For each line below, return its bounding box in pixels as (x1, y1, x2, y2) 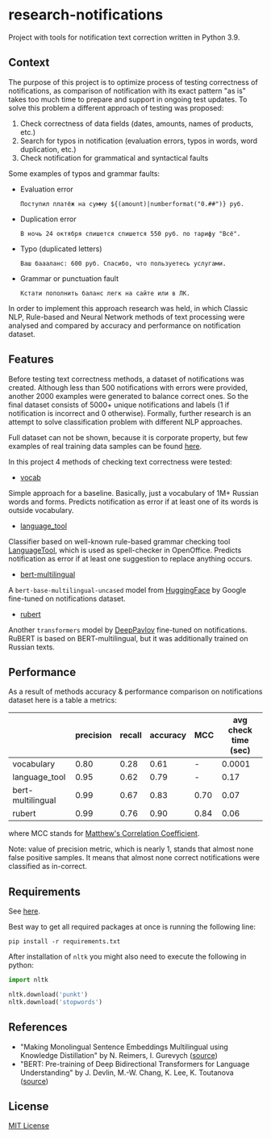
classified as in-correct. (8, 862, 87, 871)
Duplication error (19, 214, 77, 224)
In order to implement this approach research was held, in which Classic (8, 303, 248, 313)
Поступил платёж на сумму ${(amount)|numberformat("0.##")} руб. (19, 199, 244, 208)
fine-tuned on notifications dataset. (8, 594, 127, 603)
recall (119, 729, 143, 741)
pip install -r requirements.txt (8, 938, 121, 946)
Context (8, 56, 50, 69)
